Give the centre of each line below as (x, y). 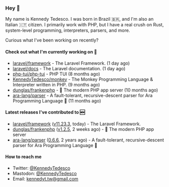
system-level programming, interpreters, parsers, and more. (68, 30)
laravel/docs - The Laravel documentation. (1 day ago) (69, 68)
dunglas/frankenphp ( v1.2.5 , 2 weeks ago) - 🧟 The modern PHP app (83, 129)
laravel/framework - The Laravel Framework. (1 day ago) (71, 63)
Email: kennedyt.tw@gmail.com (45, 178)
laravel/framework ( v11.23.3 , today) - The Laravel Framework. (77, 124)
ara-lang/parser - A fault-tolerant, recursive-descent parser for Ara (82, 95)
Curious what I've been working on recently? (52, 40)
